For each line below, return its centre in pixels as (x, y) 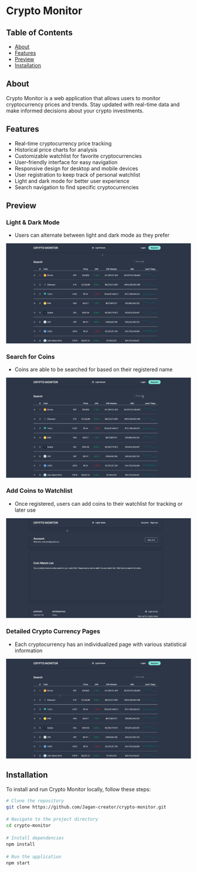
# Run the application (34, 857)
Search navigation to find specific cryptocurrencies (77, 187)
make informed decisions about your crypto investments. (75, 111)
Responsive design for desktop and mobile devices (76, 168)
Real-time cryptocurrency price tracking (63, 143)
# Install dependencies (35, 838)
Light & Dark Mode (33, 222)
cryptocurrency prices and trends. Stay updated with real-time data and (93, 104)
